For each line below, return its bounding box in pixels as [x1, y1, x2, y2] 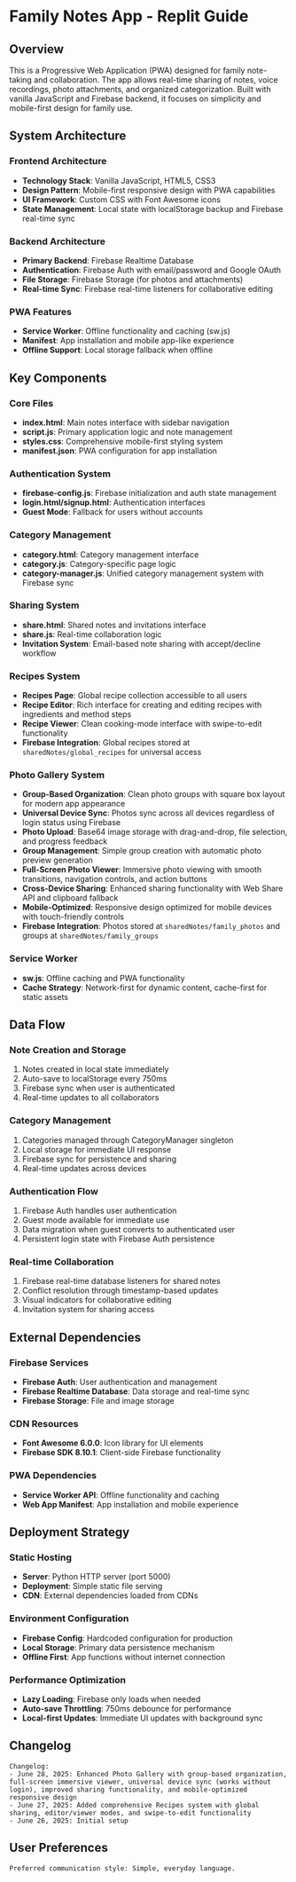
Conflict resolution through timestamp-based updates [21, 1285, 219, 1296]
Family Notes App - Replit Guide [9, 6, 249, 27]
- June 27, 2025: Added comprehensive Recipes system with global [9, 1800, 260, 1809]
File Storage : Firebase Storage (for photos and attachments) [21, 273, 244, 285]
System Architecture [9, 129, 127, 144]
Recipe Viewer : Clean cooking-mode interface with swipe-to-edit [21, 719, 262, 729]
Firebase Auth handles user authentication [21, 1205, 177, 1217]
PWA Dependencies [9, 1469, 97, 1482]
